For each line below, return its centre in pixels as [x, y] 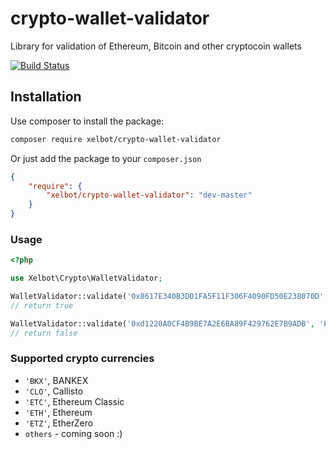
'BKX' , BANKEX [56, 380]
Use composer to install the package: [87, 121]
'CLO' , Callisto [54, 391]
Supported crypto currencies [82, 359]
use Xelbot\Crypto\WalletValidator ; [86, 278]
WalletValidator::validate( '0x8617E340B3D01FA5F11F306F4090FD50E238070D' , [169, 297]
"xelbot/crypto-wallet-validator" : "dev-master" [149, 195]
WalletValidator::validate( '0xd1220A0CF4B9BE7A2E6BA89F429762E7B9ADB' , [162, 323]
